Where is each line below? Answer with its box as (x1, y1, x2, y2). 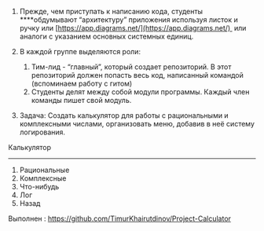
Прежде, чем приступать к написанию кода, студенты (19, 7, 203, 16)
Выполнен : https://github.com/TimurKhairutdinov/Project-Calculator (8, 214, 232, 223)
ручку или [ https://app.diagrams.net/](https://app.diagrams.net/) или (19, 24, 247, 32)
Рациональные (19, 165, 70, 174)
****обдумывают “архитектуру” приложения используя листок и (19, 15, 238, 24)
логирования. (19, 127, 65, 137)
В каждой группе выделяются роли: (19, 47, 141, 56)
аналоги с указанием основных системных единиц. (19, 31, 194, 41)
